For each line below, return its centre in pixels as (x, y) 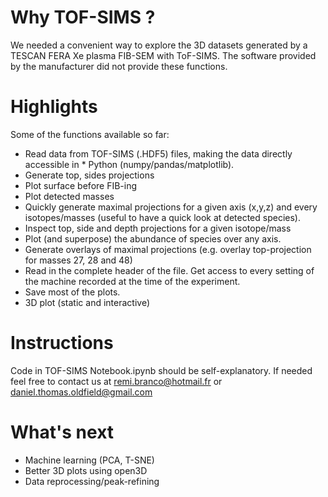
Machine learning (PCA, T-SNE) (89, 460)
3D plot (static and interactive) (87, 302)
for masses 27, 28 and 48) (78, 260)
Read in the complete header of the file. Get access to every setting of (169, 270)
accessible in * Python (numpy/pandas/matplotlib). (129, 164)
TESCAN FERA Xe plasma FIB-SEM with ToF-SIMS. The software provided (163, 55)
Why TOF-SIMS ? (83, 17)
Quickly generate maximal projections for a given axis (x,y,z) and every (171, 207)
